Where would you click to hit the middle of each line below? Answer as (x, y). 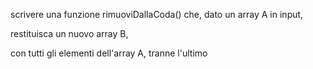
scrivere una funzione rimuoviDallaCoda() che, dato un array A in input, (157, 14)
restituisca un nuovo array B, (69, 33)
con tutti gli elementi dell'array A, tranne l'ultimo (109, 53)
